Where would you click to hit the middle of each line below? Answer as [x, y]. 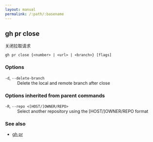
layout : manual [20, 9]
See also [15, 124]
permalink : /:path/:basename [34, 14]
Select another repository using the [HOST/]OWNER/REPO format [83, 111]
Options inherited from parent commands [55, 95]
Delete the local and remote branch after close [64, 83]
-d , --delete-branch [25, 78]
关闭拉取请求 [18, 46]
